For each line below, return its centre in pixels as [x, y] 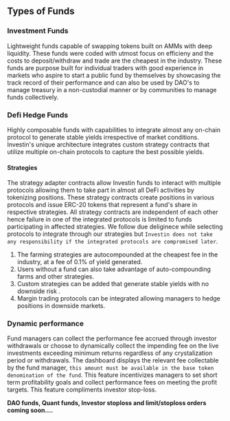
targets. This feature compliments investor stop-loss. [82, 390]
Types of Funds [41, 11]
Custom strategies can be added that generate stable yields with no [113, 284]
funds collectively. [33, 97]
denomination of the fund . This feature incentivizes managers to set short [112, 375]
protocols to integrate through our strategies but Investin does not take [110, 234]
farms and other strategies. [56, 277]
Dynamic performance [46, 324]
